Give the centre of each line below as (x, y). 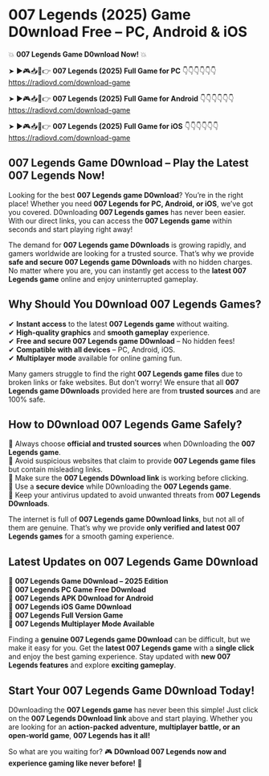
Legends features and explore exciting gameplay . (92, 665)
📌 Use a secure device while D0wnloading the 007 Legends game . (120, 487)
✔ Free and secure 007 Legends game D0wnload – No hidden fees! (122, 341)
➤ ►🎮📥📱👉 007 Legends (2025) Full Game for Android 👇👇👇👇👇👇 (121, 98)
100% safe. (27, 399)
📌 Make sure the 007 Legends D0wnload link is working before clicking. (128, 478)
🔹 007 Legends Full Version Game (66, 615)
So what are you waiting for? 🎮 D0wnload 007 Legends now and (118, 751)
